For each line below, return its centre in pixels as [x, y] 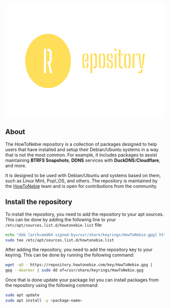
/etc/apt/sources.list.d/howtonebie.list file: [54, 225]
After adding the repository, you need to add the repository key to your [79, 250]
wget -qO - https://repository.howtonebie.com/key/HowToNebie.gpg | [79, 265]
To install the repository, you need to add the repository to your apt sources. [84, 214]
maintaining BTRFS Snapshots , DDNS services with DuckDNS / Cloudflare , [83, 160]
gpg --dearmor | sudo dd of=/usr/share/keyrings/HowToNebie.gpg [74, 270]
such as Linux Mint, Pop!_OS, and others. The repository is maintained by [81, 181]
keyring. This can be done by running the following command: [70, 255]
